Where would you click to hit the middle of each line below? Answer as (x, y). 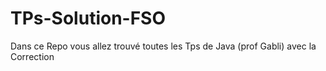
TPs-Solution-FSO (88, 18)
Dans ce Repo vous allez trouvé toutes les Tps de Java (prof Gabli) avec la (163, 46)
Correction (32, 56)
